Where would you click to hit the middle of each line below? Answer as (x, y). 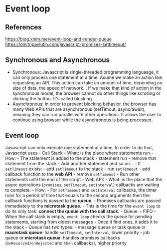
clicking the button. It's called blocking (52, 98)
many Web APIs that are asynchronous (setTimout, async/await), (79, 109)
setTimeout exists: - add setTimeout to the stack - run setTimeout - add (78, 169)
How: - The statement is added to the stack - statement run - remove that (81, 158)
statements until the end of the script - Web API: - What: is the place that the (84, 179)
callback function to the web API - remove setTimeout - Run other (73, 174)
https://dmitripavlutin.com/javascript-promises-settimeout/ (66, 44)
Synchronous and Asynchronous (58, 60)
